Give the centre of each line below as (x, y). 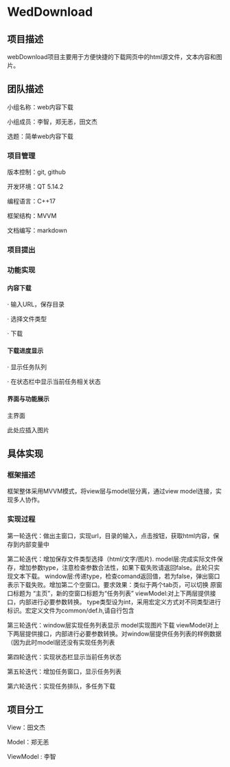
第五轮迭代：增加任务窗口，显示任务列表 (64, 671)
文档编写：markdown (37, 230)
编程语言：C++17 (32, 201)
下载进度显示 (25, 351)
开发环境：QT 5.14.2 (35, 187)
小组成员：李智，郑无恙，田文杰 (52, 122)
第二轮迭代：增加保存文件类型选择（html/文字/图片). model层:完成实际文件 (112, 559)
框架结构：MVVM (32, 216)
